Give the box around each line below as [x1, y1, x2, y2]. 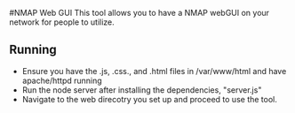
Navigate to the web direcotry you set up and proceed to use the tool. [21, 94, 277, 104]
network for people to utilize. [9, 17, 116, 27]
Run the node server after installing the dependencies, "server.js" [21, 84, 262, 95]
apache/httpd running [21, 75, 102, 86]
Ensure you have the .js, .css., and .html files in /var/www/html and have [21, 65, 287, 76]
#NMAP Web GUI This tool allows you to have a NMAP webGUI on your [9, 8, 269, 18]
